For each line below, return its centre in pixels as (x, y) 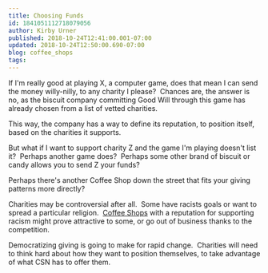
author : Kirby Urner (43, 30)
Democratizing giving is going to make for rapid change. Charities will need (133, 245)
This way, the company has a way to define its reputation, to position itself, (131, 124)
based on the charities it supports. (65, 132)
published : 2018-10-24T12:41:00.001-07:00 (80, 38)
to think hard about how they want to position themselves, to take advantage (134, 253)
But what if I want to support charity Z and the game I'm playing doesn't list (132, 148)
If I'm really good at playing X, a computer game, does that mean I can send (133, 83)
